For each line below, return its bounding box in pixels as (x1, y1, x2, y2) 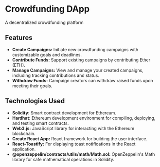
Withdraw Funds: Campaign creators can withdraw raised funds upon (12, 77, 153, 83)
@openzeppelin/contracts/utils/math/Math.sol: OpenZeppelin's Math (12, 151, 155, 157)
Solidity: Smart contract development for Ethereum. (12, 110, 117, 115)
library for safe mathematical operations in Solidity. (12, 156, 114, 162)
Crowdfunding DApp (5, 3, 90, 15)
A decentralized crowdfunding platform (5, 19, 84, 25)
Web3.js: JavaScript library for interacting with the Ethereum (12, 125, 135, 131)
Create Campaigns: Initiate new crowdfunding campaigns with (12, 46, 139, 52)
